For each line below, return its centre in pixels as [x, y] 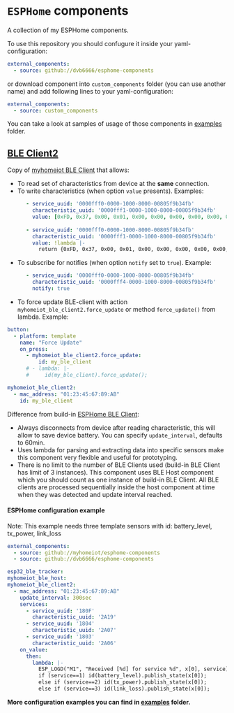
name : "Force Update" [51, 343]
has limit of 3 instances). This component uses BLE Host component [115, 472]
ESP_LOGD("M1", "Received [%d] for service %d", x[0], [119, 669]
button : [18, 329]
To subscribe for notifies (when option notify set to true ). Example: [114, 263]
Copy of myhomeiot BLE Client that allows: [68, 170]
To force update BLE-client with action [72, 302]
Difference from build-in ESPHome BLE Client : [73, 414]
